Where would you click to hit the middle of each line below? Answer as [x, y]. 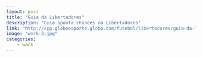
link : [13, 28]
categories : [21, 39]
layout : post [23, 12]
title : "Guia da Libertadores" [45, 17]
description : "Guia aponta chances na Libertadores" [74, 23]
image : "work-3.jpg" [32, 34]
